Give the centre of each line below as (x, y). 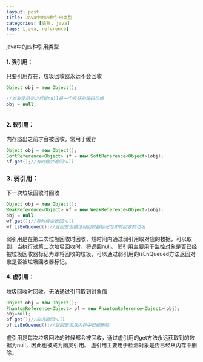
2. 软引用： (20, 124)
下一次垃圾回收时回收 (33, 193)
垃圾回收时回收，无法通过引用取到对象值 (57, 291)
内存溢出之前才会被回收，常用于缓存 (52, 139)
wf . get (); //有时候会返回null (40, 221)
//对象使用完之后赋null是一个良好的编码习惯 (55, 99)
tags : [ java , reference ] (38, 29)
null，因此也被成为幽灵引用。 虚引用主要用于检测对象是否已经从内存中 (104, 345)
